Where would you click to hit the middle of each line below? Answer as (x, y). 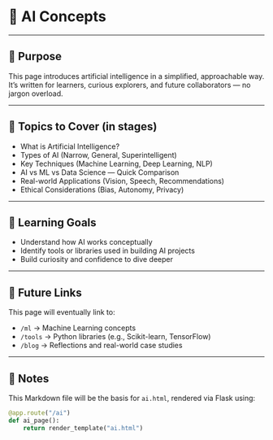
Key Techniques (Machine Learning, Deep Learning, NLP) (116, 163)
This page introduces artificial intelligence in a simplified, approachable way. (136, 76)
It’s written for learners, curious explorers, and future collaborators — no (130, 85)
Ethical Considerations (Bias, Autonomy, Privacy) (102, 190)
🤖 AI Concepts (58, 17)
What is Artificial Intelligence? (70, 146)
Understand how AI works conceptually (86, 242)
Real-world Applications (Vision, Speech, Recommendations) (122, 181)
